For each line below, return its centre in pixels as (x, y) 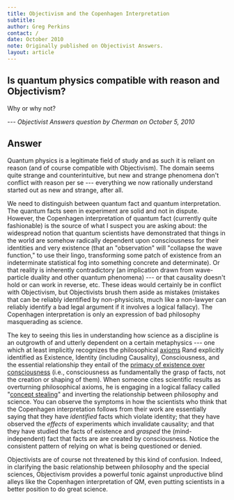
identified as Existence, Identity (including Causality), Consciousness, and (114, 357)
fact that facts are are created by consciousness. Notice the (133, 438)
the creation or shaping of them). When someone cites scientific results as (114, 379)
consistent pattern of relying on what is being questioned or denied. (104, 446)
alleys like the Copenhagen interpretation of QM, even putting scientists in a (116, 481)
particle (18, 277)
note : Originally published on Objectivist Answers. (85, 46)
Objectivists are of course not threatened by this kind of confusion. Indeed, (115, 459)
